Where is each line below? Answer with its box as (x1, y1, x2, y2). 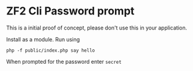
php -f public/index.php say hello (6, 47, 95, 54)
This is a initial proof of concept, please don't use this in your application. (6, 24, 188, 31)
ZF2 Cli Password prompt (6, 4, 135, 18)
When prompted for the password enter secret (6, 58, 122, 65)
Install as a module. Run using (6, 35, 80, 43)
